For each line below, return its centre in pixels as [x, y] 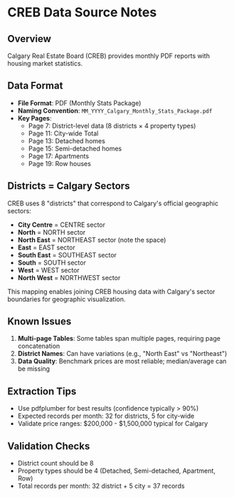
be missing [34, 369]
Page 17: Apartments [59, 156]
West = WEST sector [48, 270]
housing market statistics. [45, 63]
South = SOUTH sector [52, 262]
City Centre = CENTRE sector [61, 225]
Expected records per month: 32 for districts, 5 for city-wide [106, 416]
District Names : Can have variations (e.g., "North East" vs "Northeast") [122, 354]
